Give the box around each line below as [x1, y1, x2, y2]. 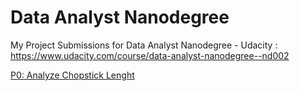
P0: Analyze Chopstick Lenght [10, 69, 135, 81]
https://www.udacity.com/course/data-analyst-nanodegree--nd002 [10, 49, 290, 61]
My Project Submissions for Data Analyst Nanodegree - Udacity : [10, 39, 278, 51]
